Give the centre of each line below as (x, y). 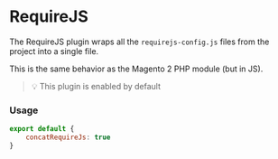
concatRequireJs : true (68, 137)
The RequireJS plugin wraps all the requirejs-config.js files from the (139, 42)
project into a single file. (54, 51)
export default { (42, 129)
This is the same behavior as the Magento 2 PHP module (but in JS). (136, 69)
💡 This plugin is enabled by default (96, 86)
